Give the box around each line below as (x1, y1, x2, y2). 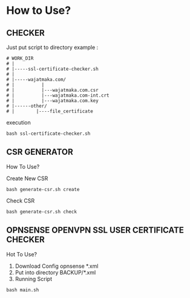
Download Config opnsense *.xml (15, 262, 99, 270)
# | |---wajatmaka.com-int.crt (6, 92, 110, 99)
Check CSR (6, 197, 35, 204)
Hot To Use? (6, 250, 38, 258)
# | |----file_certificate (6, 108, 94, 114)
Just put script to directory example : (6, 44, 99, 51)
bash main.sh (6, 287, 39, 293)
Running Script (15, 275, 53, 282)
